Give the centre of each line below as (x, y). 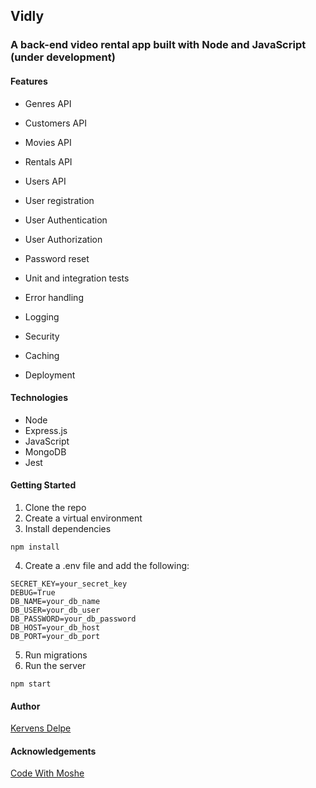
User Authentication (66, 220)
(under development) (63, 57)
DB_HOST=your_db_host (55, 627)
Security (42, 336)
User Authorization (63, 239)
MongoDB (45, 451)
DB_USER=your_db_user (55, 610)
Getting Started (43, 485)
